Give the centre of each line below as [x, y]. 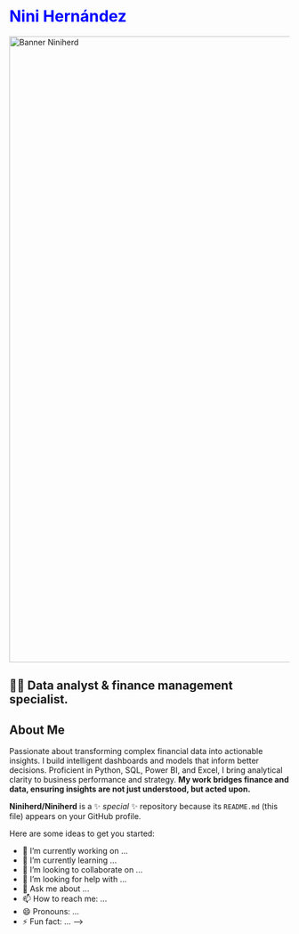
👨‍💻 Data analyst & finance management [121, 686]
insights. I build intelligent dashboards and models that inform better [134, 761]
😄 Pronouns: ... [51, 912]
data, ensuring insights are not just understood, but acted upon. [130, 789]
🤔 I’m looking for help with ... [74, 880]
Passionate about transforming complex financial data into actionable [136, 751]
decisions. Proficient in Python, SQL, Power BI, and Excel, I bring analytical [146, 770]
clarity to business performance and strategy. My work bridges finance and [149, 780]
